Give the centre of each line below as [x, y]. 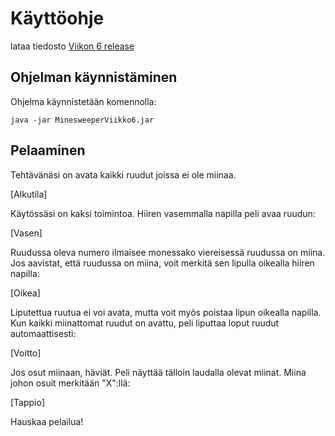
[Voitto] [26, 353]
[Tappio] [28, 402]
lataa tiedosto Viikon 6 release [72, 46]
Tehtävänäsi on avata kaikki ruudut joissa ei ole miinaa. [123, 174]
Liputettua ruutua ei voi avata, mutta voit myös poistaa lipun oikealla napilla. [166, 312]
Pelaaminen [48, 150]
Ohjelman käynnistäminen [94, 77]
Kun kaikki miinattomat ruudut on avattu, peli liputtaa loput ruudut [145, 323]
